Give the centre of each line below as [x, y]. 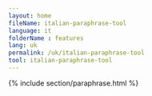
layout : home [30, 16]
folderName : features [46, 38]
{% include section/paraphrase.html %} [74, 83]
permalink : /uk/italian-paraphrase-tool [77, 53]
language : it [30, 30]
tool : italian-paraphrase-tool [60, 61]
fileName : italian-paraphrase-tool [68, 23]
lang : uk [23, 46]
